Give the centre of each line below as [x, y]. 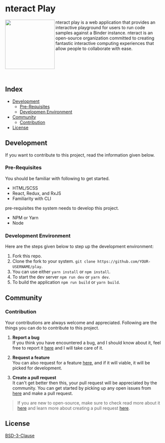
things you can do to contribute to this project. [52, 328]
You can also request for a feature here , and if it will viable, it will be [81, 362]
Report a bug [26, 337]
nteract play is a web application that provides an [105, 22]
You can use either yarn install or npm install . [61, 272]
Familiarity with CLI [32, 199]
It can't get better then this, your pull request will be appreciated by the [84, 383]
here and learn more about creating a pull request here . [73, 408]
